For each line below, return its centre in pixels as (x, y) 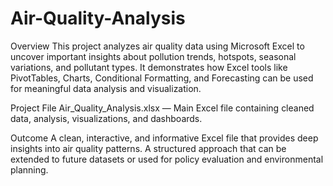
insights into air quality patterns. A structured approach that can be (148, 148)
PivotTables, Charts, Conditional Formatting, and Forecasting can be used (162, 78)
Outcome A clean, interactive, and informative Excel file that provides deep (164, 138)
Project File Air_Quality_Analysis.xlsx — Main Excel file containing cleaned (162, 108)
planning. (29, 169)
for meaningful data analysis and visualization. (106, 88)
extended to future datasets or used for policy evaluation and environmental (167, 159)
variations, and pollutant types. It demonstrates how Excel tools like (149, 67)
